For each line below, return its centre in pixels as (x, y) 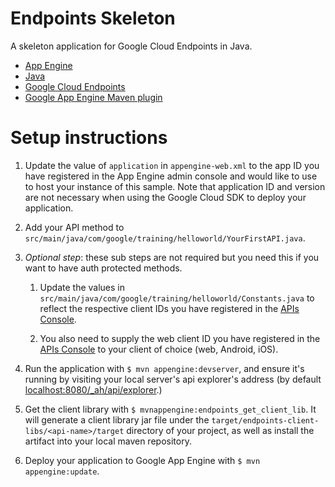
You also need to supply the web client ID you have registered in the (180, 338)
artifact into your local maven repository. (108, 441)
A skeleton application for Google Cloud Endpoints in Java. (131, 46)
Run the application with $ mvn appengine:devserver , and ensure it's (164, 368)
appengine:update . (62, 471)
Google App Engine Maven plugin (93, 97)
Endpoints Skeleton (93, 18)
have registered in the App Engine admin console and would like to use (171, 176)
